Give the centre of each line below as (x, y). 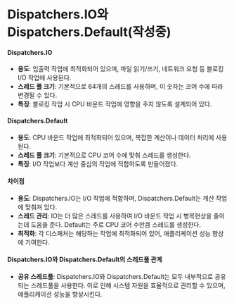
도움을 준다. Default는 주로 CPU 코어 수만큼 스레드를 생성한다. (116, 224)
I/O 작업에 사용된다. (44, 77)
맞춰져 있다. (41, 207)
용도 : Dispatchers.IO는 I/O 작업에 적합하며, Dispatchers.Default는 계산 (116, 198)
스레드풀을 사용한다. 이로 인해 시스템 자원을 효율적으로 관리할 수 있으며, (128, 285)
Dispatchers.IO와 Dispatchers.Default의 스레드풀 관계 (85, 260)
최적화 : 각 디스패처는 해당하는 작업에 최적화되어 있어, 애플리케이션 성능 (114, 233)
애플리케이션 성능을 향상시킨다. (60, 294)
